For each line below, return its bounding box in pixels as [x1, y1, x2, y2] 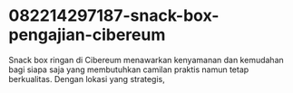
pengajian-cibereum [8, 24, 166, 45]
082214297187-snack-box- [8, 5, 220, 26]
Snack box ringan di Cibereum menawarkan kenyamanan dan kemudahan [8, 54, 285, 65]
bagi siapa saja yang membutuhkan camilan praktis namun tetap [8, 64, 249, 75]
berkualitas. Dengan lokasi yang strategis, [8, 73, 165, 84]
